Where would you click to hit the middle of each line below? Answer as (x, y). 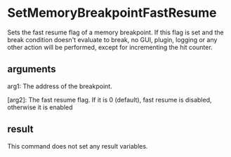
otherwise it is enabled (40, 107)
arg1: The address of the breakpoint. (60, 86)
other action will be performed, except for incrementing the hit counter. (110, 47)
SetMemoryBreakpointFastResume (112, 13)
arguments (32, 69)
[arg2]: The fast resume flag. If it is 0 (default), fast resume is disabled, (110, 100)
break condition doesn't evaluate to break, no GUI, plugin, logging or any (112, 39)
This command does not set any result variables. (78, 146)
